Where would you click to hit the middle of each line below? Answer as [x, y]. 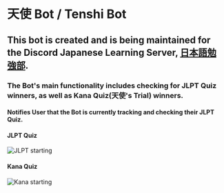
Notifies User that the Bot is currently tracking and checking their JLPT [111, 112]
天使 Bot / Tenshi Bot [67, 14]
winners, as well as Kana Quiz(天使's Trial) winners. [95, 95]
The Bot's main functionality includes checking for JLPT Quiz [112, 85]
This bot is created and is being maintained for [109, 40]
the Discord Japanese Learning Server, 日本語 [108, 52]
